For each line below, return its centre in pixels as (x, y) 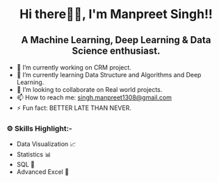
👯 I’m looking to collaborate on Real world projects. (89, 89)
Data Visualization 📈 (46, 144)
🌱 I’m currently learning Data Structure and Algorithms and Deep (109, 75)
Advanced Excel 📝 (43, 172)
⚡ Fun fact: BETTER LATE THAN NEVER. (74, 108)
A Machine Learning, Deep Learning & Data (116, 40)
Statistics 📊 (34, 154)
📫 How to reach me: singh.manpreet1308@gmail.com (94, 97)
